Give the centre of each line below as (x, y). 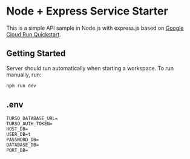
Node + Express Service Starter (87, 11)
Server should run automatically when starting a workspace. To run (90, 68)
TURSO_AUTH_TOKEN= (29, 124)
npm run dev (21, 86)
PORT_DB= (17, 151)
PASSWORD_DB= (23, 140)
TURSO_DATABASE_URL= (32, 119)
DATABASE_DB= (23, 145)
